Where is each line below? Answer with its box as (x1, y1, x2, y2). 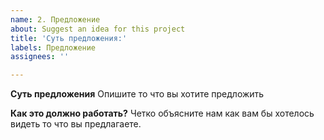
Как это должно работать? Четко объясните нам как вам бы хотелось (10, 107, 315, 120)
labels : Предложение (10, 42, 97, 53)
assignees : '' (10, 52, 70, 62)
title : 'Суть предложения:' (10, 33, 128, 43)
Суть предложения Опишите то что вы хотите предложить (10, 88, 265, 100)
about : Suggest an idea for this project (10, 24, 186, 34)
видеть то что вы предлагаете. (10, 118, 142, 130)
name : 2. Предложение (10, 14, 101, 25)
